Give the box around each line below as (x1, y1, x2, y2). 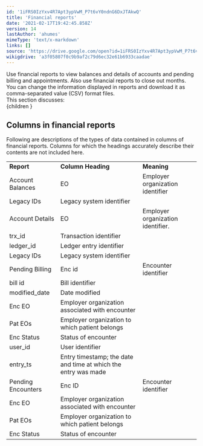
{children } (6, 102, 33, 109)
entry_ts (9, 360, 32, 369)
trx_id (9, 232, 25, 241)
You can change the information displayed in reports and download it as (6, 83, 185, 91)
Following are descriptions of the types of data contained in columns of (6, 136, 184, 143)
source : (6, 48, 26, 54)
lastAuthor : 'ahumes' (6, 31, 61, 37)
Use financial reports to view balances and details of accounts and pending (6, 70, 195, 77)
